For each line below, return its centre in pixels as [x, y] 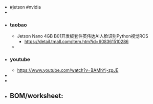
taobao [18, 25]
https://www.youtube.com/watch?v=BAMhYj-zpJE [68, 70]
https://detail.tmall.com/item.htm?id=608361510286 [76, 42]
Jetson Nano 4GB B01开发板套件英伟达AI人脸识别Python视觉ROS [83, 36]
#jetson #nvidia [25, 7]
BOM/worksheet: [36, 95]
